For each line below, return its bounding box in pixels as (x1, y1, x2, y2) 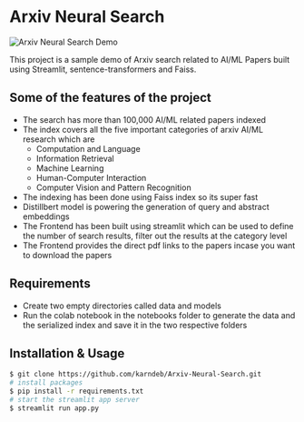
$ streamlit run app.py (9, 403, 100, 413)
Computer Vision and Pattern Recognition (35, 182, 192, 193)
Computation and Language (35, 143, 141, 154)
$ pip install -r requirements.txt (9, 387, 144, 397)
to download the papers (22, 249, 113, 260)
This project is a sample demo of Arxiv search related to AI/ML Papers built (9, 54, 290, 65)
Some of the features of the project (9, 90, 211, 105)
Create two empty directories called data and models (22, 300, 222, 311)
